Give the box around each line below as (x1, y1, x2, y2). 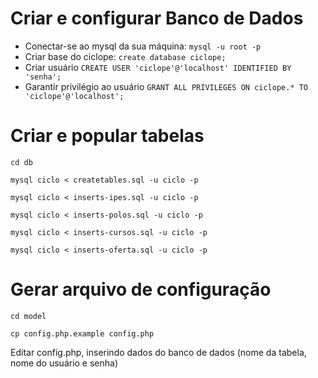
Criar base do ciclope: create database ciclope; (24, 50, 227, 62)
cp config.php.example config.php (10, 328, 155, 339)
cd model (10, 311, 47, 321)
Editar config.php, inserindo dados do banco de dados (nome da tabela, (10, 346, 307, 358)
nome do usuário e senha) (10, 357, 119, 369)
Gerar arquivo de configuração (10, 278, 272, 301)
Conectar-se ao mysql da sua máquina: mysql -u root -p (24, 40, 262, 52)
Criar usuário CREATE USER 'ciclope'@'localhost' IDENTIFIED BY (24, 61, 292, 73)
